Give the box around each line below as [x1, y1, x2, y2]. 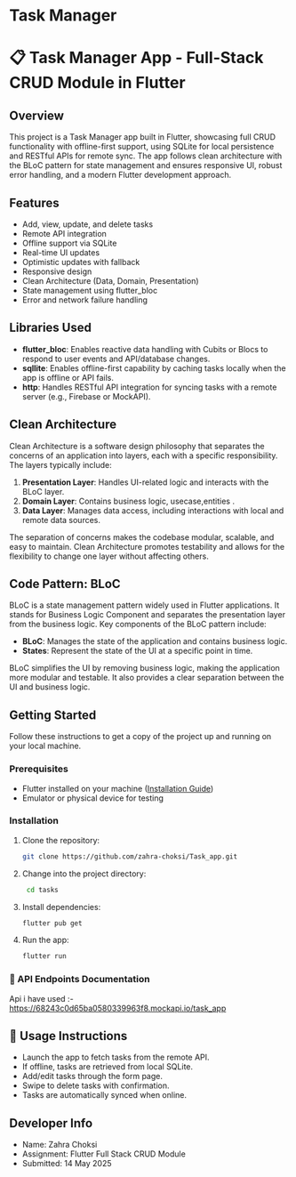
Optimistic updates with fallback [21, 257, 140, 267]
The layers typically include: [9, 459, 113, 470]
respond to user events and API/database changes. [21, 353, 211, 364]
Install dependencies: [21, 901, 101, 912]
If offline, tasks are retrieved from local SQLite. [21, 1061, 194, 1072]
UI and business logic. [9, 681, 91, 692]
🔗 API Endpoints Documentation [9, 973, 150, 986]
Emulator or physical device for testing [21, 793, 164, 803]
